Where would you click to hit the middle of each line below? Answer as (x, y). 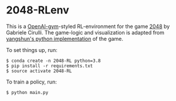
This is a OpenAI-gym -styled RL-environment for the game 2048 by (88, 26)
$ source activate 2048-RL (39, 71)
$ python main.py (27, 92)
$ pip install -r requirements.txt (50, 66)
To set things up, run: (32, 50)
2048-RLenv (38, 10)
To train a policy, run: (31, 82)
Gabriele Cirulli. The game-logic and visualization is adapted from (85, 32)
